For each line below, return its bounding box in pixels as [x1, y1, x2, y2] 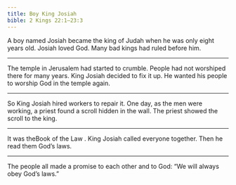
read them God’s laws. [7, 141, 72, 150]
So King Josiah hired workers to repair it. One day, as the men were [7, 99, 202, 108]
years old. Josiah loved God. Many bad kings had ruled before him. [7, 44, 202, 52]
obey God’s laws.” [7, 170, 60, 178]
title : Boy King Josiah [7, 10, 77, 18]
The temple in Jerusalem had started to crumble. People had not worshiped [7, 64, 226, 72]
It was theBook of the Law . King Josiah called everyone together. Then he [7, 134, 223, 143]
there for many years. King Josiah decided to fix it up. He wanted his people [7, 71, 228, 79]
